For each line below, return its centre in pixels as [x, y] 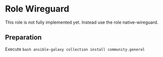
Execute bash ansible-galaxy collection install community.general [75, 49]
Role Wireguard [37, 9]
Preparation [23, 37]
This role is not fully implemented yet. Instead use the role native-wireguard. [82, 22]
